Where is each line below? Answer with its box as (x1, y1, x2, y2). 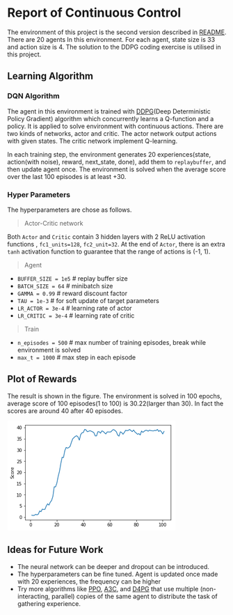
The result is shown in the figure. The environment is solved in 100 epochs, (7, 391, 223, 400)
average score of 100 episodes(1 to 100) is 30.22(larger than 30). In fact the (7, 399, 224, 407)
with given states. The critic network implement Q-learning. (7, 137, 178, 145)
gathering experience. (17, 599, 81, 607)
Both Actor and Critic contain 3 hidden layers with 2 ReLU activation (7, 232, 206, 241)
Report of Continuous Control (7, 5, 182, 21)
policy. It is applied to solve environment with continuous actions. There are (7, 122, 224, 130)
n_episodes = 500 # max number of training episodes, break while (17, 338, 207, 346)
